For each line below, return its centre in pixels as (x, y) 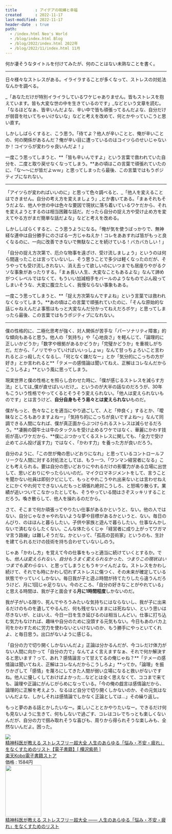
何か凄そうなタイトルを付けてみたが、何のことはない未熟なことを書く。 (81, 64)
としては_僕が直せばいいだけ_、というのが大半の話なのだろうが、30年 (88, 387)
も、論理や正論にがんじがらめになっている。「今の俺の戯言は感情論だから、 (85, 683)
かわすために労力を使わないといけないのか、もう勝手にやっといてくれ (88, 627)
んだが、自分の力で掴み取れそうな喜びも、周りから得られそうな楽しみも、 (84, 720)
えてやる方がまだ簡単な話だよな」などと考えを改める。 (63, 218)
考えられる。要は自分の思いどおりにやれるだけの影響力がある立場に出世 (90, 466)
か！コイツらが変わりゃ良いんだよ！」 (46, 146)
